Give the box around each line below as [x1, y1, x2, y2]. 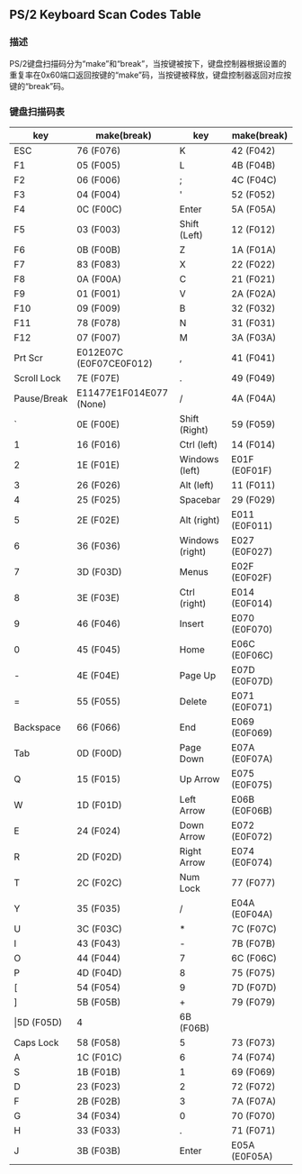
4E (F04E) [75, 669, 120, 681]
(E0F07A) [231, 752, 273, 765]
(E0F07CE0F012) [75, 357, 153, 369]
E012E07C [75, 346, 124, 359]
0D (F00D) [75, 747, 123, 760]
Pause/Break [13, 392, 68, 405]
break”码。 [28, 80, 69, 91]
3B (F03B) [75, 1144, 121, 1157]
